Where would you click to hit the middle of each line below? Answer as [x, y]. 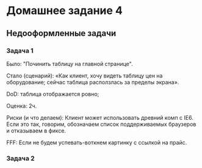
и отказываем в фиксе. [36, 130]
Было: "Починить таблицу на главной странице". [70, 64]
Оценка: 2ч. [22, 106]
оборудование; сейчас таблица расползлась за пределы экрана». [93, 82]
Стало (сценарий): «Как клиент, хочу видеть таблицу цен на [85, 75]
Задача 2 [20, 158]
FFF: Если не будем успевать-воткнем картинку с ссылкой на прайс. [97, 142]
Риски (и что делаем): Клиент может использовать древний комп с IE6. [100, 117]
